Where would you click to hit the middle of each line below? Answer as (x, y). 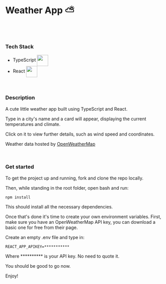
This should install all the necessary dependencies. (59, 206)
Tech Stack (20, 46)
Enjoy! (12, 276)
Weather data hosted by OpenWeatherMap (50, 144)
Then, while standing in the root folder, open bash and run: (67, 188)
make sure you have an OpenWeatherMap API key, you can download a (80, 222)
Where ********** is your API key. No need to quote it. (62, 256)
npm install (18, 197)
